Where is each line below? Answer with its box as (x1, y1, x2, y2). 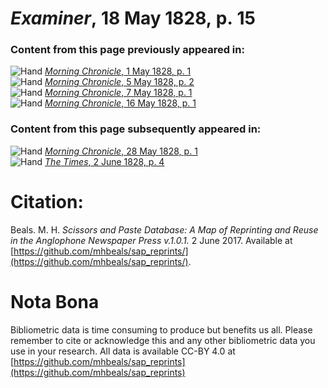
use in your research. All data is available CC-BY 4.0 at (10, 345, 236, 357)
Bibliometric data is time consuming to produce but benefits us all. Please (10, 323, 313, 336)
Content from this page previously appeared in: (10, 43, 245, 57)
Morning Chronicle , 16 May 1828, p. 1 (44, 97, 197, 109)
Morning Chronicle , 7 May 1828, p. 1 (44, 87, 193, 99)
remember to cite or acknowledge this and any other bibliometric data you (10, 334, 316, 346)
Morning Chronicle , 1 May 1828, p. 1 (44, 65, 192, 77)
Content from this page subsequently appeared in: (10, 122, 262, 136)
